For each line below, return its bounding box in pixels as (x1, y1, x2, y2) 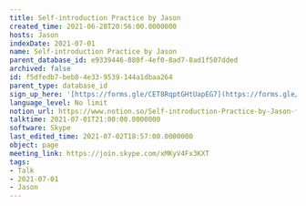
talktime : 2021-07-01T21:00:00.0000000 (9, 115, 161, 124)
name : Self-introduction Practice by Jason (9, 47, 178, 57)
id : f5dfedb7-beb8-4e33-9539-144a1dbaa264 (9, 73, 173, 82)
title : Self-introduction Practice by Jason (9, 13, 181, 23)
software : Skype (9, 124, 71, 133)
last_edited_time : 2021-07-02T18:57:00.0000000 (9, 132, 194, 141)
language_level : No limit (9, 98, 107, 108)
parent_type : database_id (9, 81, 107, 90)
